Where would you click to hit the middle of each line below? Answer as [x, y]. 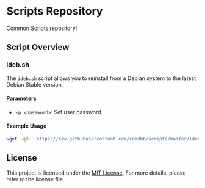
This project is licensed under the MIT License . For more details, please [96, 173]
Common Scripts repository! [42, 28]
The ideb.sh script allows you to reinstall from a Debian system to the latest [101, 78]
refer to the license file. [35, 179]
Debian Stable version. [35, 84]
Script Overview [38, 47]
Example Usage [27, 126]
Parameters [21, 98]
